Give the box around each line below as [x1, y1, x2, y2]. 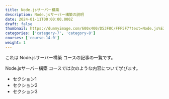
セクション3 [12, 88, 38, 94]
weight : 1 [5, 40, 26, 45]
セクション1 [12, 76, 37, 82]
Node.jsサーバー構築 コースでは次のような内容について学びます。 [5, 65, 141, 71]
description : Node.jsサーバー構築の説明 [5, 12, 84, 17]
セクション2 [12, 82, 38, 88]
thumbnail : [5, 26, 28, 31]
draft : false [5, 21, 33, 27]
